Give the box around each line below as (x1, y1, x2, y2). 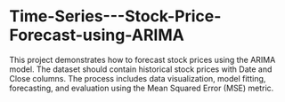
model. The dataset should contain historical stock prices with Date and (9, 64, 273, 75)
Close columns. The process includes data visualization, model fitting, (9, 73, 266, 83)
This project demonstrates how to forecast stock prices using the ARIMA (9, 54, 276, 65)
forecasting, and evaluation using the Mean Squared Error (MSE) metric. (9, 82, 274, 93)
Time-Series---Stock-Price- (9, 6, 222, 27)
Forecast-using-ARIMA (9, 25, 184, 45)
